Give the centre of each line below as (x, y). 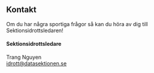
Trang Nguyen (24, 57)
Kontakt (22, 10)
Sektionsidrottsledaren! (35, 30)
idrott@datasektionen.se (37, 64)
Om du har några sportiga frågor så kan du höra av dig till (77, 24)
